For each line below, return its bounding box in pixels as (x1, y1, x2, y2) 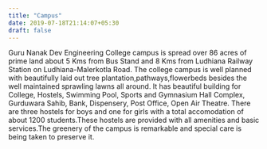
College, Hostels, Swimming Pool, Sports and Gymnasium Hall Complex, (8, 90, 245, 100)
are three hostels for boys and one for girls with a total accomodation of (8, 107, 245, 117)
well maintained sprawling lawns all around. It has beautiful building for (8, 82, 241, 91)
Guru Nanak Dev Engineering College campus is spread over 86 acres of (8, 48, 247, 58)
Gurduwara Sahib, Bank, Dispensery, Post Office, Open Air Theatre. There (8, 98, 251, 108)
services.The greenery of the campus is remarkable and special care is (8, 124, 241, 133)
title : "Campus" (8, 11, 62, 20)
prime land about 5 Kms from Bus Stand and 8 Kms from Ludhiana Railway (8, 56, 253, 66)
